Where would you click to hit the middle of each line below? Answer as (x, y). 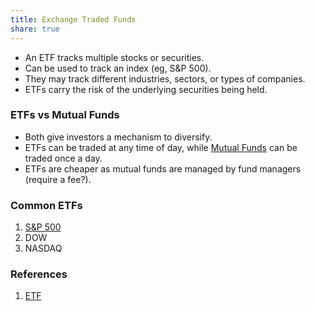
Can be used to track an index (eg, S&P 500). (118, 68)
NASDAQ (43, 248)
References (39, 274)
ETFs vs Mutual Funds (65, 115)
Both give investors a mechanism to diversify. (118, 137)
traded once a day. (63, 158)
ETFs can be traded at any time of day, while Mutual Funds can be (161, 147)
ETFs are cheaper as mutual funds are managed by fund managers (163, 168)
